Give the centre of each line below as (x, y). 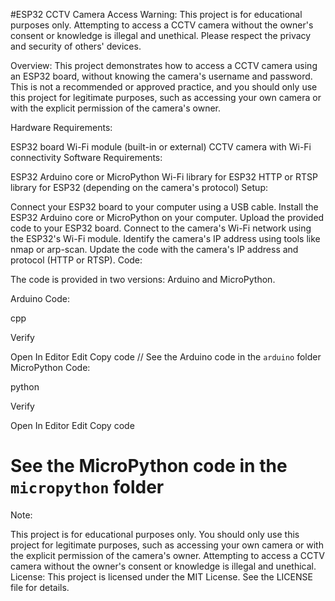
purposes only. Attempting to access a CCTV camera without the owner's (162, 25)
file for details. (40, 587)
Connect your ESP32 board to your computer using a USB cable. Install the (164, 207)
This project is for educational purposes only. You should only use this (155, 534)
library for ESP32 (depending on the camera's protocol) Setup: (139, 187)
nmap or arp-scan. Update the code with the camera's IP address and (154, 249)
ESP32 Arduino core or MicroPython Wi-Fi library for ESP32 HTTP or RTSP (164, 177)
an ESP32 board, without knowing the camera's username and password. (161, 76)
